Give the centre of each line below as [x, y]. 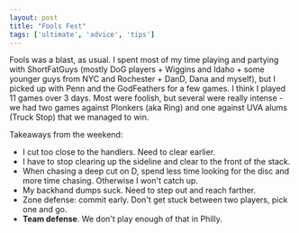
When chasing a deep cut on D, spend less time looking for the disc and [156, 171]
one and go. [45, 210]
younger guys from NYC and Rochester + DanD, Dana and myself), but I [143, 79]
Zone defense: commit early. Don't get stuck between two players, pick [155, 200]
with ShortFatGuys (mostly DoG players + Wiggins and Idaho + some [137, 69]
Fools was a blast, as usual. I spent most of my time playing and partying [144, 60]
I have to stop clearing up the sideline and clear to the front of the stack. [156, 162]
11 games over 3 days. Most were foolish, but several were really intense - [146, 98]
